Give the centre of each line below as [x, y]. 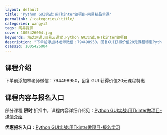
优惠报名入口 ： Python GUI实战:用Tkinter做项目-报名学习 [63, 127]
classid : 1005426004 [27, 46]
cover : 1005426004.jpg [29, 33]
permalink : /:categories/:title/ [40, 19]
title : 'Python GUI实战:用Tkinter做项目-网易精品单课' [59, 14]
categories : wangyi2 [27, 23]
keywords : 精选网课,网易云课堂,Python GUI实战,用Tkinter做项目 [66, 38]
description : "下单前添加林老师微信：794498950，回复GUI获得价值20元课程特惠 [79, 42]
